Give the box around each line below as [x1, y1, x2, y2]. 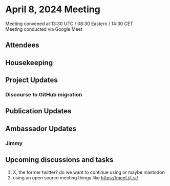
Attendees [5, 41, 39, 50]
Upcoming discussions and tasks [5, 155, 114, 164]
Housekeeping [5, 58, 53, 67]
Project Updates [5, 76, 58, 85]
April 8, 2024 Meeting [5, 4, 101, 15]
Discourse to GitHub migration [5, 91, 83, 98]
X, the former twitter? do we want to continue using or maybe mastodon [12, 169, 165, 175]
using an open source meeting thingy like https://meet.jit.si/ [12, 174, 138, 180]
